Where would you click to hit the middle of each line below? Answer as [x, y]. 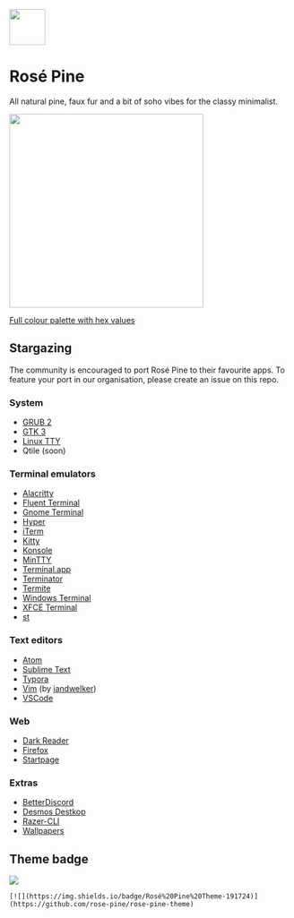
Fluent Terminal [51, 503]
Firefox [35, 750]
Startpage [41, 759]
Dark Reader [45, 740]
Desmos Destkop [54, 812]
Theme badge [49, 859]
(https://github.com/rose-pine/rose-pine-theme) [102, 905]
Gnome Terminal [53, 512]
